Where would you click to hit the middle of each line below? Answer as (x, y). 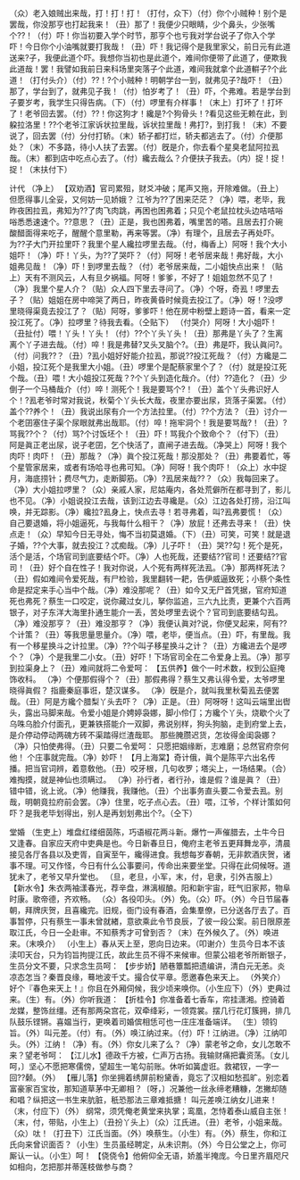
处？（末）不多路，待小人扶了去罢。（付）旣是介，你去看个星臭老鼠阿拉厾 (144, 147)
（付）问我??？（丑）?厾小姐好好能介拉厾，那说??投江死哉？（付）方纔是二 (148, 356)
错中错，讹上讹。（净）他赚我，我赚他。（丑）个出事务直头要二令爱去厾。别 (146, 791)
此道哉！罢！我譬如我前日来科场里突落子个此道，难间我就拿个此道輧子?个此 (148, 69)
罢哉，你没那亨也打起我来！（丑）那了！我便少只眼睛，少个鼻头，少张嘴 (142, 24)
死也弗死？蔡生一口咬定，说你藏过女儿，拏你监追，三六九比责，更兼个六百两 (150, 601)
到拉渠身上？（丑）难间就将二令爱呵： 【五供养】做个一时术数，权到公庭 (143, 668)
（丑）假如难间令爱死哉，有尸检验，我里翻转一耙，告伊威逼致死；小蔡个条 (146, 579)
